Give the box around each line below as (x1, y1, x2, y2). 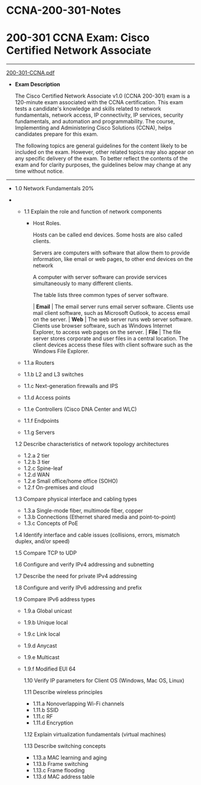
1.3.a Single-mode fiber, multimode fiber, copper (23, 507, 144, 514)
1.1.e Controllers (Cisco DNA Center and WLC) (23, 405, 137, 413)
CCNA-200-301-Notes (6, 4, 121, 17)
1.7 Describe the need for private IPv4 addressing (14, 572, 138, 580)
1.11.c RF (32, 713, 53, 720)
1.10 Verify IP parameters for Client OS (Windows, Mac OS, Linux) (23, 677, 185, 684)
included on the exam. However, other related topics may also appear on (14, 148, 194, 156)
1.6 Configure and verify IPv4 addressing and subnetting (14, 561, 154, 568)
